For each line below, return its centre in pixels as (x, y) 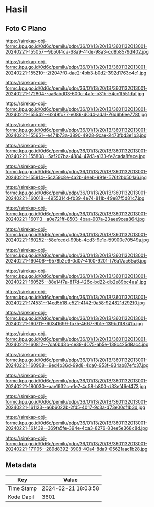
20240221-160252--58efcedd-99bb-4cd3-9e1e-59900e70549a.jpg (77, 240)
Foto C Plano (26, 29)
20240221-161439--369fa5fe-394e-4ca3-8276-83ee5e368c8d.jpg (77, 428)
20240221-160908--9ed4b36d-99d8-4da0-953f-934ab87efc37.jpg (77, 365)
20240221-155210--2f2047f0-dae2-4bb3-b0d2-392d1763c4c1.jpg (76, 73)
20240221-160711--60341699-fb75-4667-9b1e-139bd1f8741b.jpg (74, 324)
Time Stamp (23, 488)
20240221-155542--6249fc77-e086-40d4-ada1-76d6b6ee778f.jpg (76, 115)
